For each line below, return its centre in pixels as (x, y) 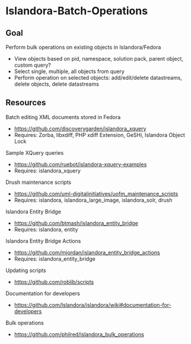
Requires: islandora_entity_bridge (55, 259)
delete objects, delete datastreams (56, 84)
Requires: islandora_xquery (47, 170)
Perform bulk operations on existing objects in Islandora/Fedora (83, 47)
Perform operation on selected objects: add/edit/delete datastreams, (98, 78)
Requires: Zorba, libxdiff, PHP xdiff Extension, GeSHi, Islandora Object (99, 135)
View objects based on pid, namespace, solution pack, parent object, (98, 59)
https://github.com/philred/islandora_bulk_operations (79, 334)
